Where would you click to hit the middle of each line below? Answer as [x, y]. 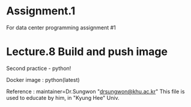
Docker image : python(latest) [43, 80]
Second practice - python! [39, 68]
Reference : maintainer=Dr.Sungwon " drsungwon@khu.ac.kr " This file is [95, 91]
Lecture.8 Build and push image [87, 52]
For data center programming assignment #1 [61, 27]
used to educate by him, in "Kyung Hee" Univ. [63, 97]
